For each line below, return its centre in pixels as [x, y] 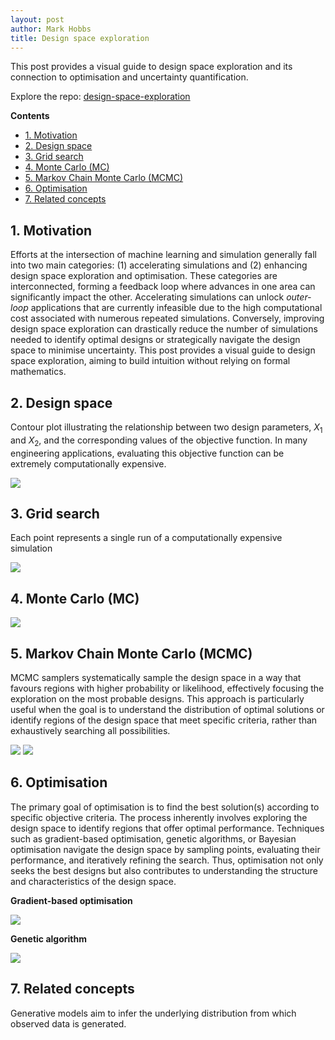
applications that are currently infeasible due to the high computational [176, 308]
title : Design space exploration [80, 38]
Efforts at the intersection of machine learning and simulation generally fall [164, 255]
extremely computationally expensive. [88, 463]
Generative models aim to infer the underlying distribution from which [153, 1013]
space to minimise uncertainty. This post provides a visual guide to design [163, 350]
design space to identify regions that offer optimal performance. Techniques [167, 828]
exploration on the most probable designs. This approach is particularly [157, 699]
